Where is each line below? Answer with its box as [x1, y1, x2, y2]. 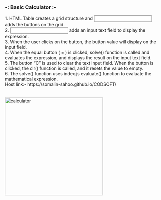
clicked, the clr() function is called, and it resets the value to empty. [5, 65, 144, 71]
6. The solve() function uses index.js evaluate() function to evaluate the [5, 71, 152, 77]
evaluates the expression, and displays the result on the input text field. [5, 55, 152, 61]
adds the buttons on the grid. [5, 22, 65, 28]
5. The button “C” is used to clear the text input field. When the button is [5, 60, 154, 66]
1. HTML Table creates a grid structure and [5, 15, 93, 21]
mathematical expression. [5, 76, 58, 82]
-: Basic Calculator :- [5, 4, 56, 11]
